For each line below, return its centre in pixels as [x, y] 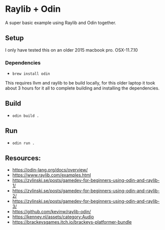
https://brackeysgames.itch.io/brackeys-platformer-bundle [72, 222]
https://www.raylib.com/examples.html [51, 175]
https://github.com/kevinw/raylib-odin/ [51, 212]
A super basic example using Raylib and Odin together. [61, 23]
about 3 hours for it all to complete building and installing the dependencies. [82, 88]
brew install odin [31, 74]
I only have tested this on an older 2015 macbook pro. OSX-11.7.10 [71, 50]
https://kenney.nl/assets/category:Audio [53, 217]
